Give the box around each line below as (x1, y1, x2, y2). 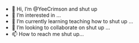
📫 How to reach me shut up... (11, 31, 84, 37)
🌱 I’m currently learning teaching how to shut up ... (11, 18, 133, 24)
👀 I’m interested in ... (11, 12, 61, 19)
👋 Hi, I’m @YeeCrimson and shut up (11, 6, 98, 12)
